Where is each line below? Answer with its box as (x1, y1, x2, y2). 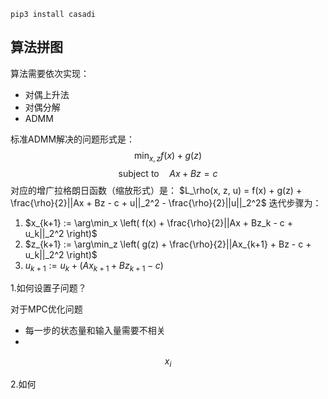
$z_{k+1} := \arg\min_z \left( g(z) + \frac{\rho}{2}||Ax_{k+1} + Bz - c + (24, 238, 312, 250)
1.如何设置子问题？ (10, 282, 87, 294)
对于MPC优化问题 (10, 303, 83, 315)
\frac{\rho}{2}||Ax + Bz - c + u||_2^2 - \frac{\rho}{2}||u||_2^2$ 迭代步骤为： (10, 196, 322, 209)
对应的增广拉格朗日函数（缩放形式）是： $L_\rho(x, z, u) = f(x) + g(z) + (10, 184, 303, 196)
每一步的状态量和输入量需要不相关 (24, 325, 166, 337)
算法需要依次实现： (10, 67, 90, 79)
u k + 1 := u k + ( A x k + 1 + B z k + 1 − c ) (24, 259, 164, 274)
